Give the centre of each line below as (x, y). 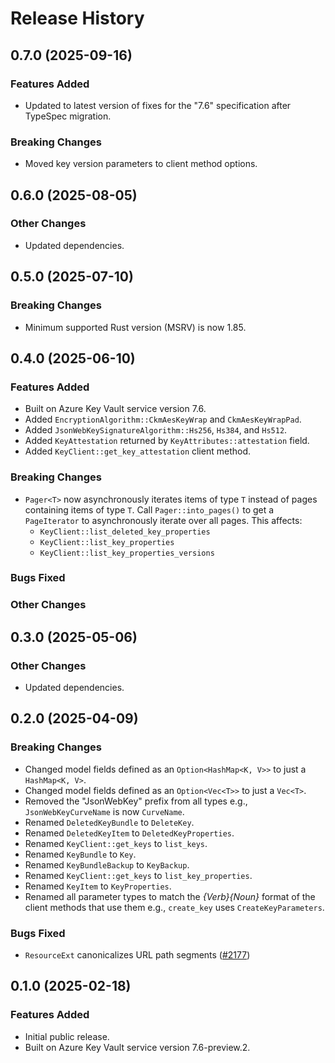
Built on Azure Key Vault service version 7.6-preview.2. (137, 1047)
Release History (77, 18)
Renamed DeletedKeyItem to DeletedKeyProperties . (129, 833)
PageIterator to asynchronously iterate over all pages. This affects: (163, 520)
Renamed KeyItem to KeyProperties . (98, 886)
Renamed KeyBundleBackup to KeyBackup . (107, 864)
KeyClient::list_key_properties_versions (127, 553)
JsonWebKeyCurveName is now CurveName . (104, 811)
